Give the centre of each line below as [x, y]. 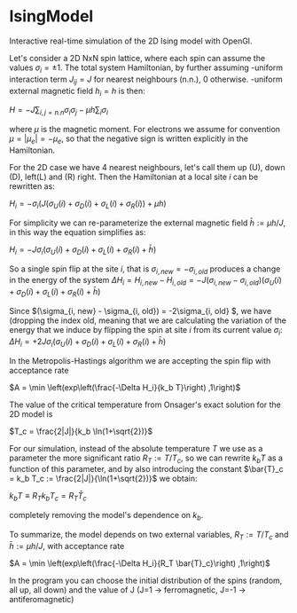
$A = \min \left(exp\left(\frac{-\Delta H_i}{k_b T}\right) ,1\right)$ [125, 387]
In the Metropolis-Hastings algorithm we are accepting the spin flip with [140, 360]
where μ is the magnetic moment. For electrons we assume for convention [145, 130]
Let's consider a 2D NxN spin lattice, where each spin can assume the [137, 58]
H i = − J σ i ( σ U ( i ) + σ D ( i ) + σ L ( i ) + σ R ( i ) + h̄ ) [83, 250]
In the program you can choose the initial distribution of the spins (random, [146, 580]
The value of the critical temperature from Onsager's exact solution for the [145, 405]
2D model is [31, 413]
